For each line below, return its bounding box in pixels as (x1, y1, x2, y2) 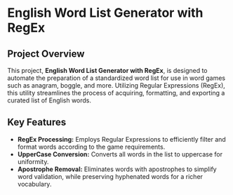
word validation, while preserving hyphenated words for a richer (17, 172, 204, 180)
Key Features (7, 116, 67, 128)
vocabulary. (17, 180, 52, 188)
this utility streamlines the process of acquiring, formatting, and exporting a (7, 89, 225, 97)
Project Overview (7, 48, 85, 60)
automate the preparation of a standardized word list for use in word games (7, 74, 226, 82)
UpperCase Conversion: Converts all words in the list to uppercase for (17, 149, 223, 159)
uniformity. (17, 157, 49, 166)
